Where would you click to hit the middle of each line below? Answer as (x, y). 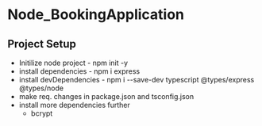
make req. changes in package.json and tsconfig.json (106, 96)
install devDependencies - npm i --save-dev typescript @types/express (137, 80)
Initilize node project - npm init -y (73, 63)
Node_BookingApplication (96, 15)
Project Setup (42, 44)
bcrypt (42, 113)
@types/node (41, 88)
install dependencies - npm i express (79, 71)
